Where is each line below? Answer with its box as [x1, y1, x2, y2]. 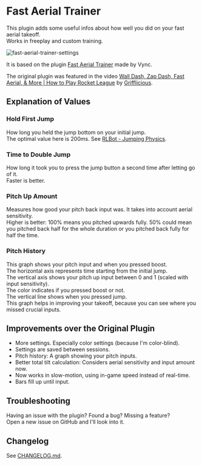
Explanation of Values [6, 97, 91, 107]
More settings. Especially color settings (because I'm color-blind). [15, 339, 180, 347]
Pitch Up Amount [6, 192, 58, 200]
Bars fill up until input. [15, 378, 70, 385]
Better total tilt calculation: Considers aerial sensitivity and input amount [15, 359, 195, 366]
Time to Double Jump [6, 150, 71, 158]
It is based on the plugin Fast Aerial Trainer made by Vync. [6, 61, 153, 68]
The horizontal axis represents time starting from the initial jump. [6, 267, 168, 274]
